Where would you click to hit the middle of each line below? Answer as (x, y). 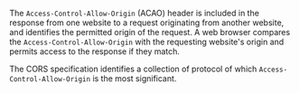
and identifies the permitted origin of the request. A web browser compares (150, 32)
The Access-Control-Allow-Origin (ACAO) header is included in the (135, 13)
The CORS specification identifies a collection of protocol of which (133, 69)
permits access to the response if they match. (95, 51)
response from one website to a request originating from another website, (147, 23)
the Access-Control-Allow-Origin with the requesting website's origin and (147, 42)
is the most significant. (135, 79)
